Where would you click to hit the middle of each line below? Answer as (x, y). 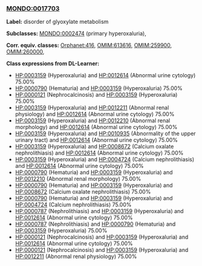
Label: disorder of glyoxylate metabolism (58, 22)
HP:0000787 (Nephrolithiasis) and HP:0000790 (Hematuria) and (95, 224)
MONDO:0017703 (33, 9)
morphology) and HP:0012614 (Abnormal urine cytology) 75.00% (96, 127)
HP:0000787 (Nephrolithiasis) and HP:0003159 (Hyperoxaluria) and (99, 211)
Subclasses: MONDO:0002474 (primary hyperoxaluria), (76, 33)
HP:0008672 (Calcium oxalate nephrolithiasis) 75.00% (83, 192)
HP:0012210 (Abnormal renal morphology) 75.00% (78, 179)
